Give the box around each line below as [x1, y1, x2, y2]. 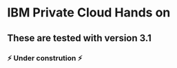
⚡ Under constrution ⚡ [7, 53, 83, 63]
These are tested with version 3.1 [7, 32, 152, 44]
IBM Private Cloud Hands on [7, 5, 171, 21]
